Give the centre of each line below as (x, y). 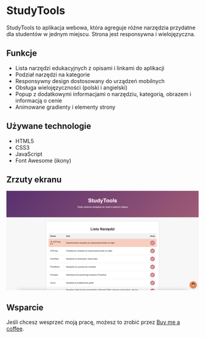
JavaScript (29, 154)
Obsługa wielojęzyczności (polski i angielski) (71, 87)
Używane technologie (49, 126)
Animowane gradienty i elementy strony (65, 107)
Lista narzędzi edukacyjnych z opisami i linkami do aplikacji (90, 68)
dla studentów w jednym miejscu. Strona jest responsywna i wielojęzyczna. (101, 34)
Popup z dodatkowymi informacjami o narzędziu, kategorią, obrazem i (103, 94)
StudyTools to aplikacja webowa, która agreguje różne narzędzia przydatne (101, 28)
